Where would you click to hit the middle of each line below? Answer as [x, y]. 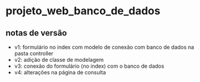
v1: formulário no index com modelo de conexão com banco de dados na [104, 47]
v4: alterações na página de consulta [60, 72]
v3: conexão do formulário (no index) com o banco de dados [89, 66]
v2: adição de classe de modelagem [59, 60]
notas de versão [36, 33]
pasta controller [34, 53]
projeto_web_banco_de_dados [83, 11]
